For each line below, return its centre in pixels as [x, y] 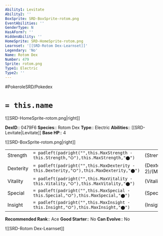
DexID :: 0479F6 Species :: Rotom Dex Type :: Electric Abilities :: [68, 127]
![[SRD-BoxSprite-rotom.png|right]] [41, 142]
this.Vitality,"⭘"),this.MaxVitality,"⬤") [84, 183]
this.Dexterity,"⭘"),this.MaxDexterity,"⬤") [87, 171]
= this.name [29, 105]
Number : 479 [17, 59]
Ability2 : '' [18, 14]
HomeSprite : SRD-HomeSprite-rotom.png [44, 41]
